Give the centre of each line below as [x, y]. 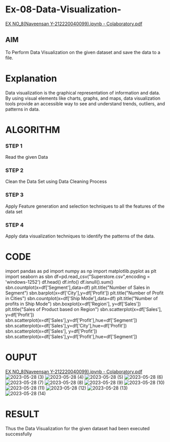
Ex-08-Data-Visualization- [63, 10]
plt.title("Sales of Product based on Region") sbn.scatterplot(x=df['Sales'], [84, 309]
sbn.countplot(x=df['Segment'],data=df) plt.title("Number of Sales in [78, 287]
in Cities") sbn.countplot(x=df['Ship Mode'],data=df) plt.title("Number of [81, 298]
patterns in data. [23, 109]
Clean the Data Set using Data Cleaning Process [56, 181]
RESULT [23, 414]
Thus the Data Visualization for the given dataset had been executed [78, 428]
